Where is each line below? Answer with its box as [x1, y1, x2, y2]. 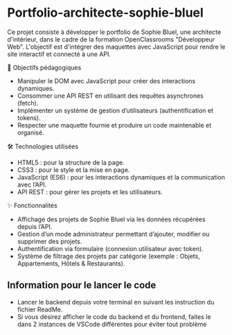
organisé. [17, 128, 44, 137]
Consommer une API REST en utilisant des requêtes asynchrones [17, 92, 204, 100]
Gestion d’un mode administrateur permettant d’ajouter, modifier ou [17, 230, 210, 238]
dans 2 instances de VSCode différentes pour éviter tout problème [17, 320, 207, 328]
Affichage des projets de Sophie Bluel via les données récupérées [17, 215, 206, 223]
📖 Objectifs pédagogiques [7, 63, 82, 71]
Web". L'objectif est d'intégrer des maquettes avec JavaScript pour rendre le [7, 42, 226, 51]
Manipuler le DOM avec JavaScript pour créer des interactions [17, 76, 196, 85]
